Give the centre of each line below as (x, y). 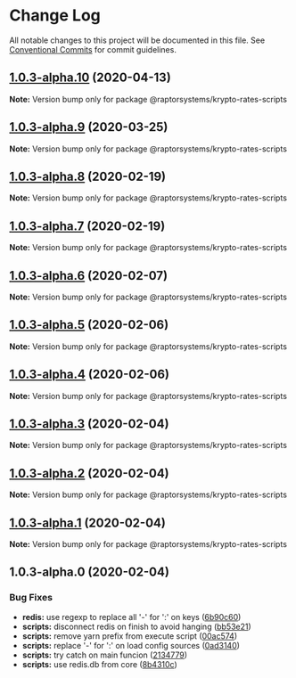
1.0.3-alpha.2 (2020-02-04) (89, 473)
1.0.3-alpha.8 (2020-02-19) (88, 176)
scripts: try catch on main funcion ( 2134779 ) (105, 655)
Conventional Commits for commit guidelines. (93, 49)
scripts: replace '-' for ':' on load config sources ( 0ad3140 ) (131, 645)
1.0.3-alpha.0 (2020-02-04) (89, 572)
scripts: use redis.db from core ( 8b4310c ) (100, 664)
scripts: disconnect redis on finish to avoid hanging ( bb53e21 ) (136, 626)
